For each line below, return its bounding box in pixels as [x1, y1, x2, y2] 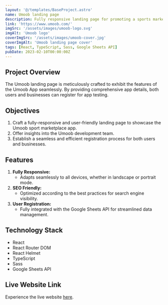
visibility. [19, 195, 38, 201]
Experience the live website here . [5, 294, 74, 300]
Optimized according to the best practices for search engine [19, 190, 144, 196]
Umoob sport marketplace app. [12, 125, 77, 131]
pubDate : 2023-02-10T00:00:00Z [5, 49, 70, 54]
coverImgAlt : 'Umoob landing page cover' [5, 40, 93, 45]
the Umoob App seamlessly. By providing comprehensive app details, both [5, 86, 159, 93]
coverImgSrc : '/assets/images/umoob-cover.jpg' [5, 36, 106, 41]
